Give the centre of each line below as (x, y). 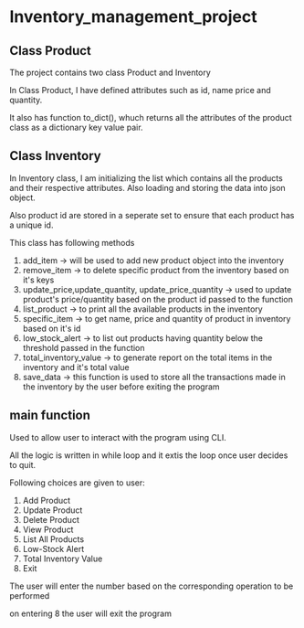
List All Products (53, 539)
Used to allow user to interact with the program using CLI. (118, 437)
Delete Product (51, 519)
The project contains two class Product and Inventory (110, 72)
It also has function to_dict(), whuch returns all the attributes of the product (151, 117)
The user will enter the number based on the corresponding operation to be (152, 586)
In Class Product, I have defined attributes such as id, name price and (140, 90)
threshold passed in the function (84, 347)
